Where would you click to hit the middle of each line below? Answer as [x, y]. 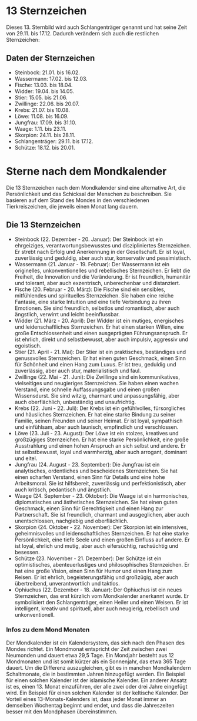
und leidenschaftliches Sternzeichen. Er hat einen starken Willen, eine [99, 327]
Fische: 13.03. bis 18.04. [44, 85]
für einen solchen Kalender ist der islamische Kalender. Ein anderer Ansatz [96, 680]
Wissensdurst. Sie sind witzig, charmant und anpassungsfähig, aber [97, 395]
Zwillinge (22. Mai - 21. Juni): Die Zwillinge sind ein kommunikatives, [97, 377]
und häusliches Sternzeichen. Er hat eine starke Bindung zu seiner [95, 414]
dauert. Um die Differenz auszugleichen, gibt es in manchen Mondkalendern [98, 667]
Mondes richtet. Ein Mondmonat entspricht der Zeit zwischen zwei [87, 649]
